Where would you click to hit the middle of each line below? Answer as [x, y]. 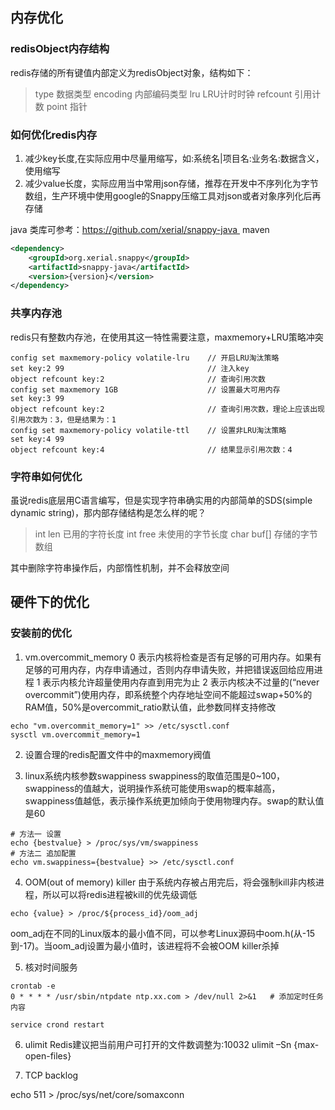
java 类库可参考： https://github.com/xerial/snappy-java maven [140, 229]
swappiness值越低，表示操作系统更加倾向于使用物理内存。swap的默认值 [174, 800]
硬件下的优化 [50, 602]
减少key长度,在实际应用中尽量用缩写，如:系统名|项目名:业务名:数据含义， [174, 158]
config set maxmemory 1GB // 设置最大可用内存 [145, 389]
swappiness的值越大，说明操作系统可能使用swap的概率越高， [152, 788]
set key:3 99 [37, 398]
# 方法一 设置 [36, 834]
